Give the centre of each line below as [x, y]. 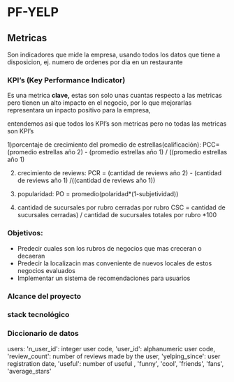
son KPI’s [21, 131]
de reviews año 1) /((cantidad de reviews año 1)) [86, 181]
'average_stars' [29, 371]
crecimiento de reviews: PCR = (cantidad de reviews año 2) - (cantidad [119, 173]
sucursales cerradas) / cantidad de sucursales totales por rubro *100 [117, 215]
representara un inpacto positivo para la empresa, [79, 110]
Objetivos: [25, 233]
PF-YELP [33, 12]
